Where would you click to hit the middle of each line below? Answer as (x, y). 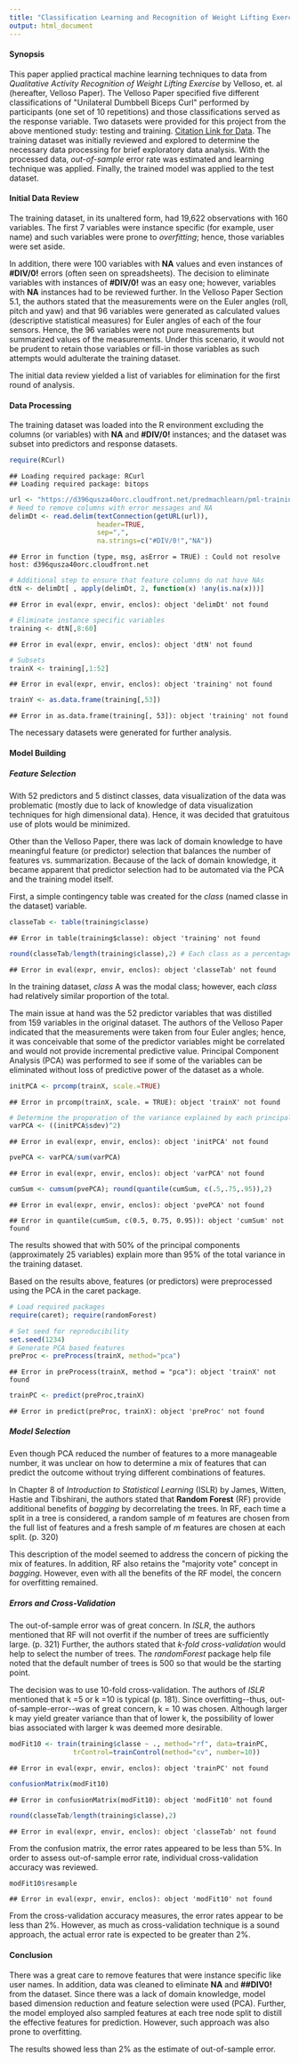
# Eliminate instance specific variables (87, 620)
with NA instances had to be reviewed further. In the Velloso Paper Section (146, 292)
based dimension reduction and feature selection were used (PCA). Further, (148, 2003)
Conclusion (31, 1955)
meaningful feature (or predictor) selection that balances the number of (140, 850)
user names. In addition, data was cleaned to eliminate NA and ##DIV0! (141, 1984)
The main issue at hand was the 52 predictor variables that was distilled (141, 1013)
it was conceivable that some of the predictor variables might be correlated (147, 1041)
